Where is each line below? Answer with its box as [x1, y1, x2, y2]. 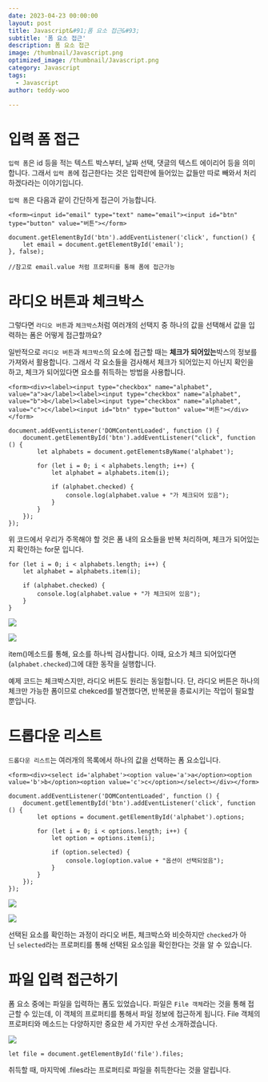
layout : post [8, 19, 52, 27]
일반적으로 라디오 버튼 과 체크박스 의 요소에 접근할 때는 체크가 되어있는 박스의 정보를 [8, 348, 258, 357]
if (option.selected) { [50, 848, 130, 857]
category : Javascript [8, 64, 81, 72]
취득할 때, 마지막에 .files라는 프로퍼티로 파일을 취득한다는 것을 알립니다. [8, 1065, 231, 1075]
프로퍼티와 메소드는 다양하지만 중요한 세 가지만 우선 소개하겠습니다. [8, 1019, 218, 1029]
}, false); [8, 247, 45, 256]
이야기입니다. [42, 178, 84, 188]
